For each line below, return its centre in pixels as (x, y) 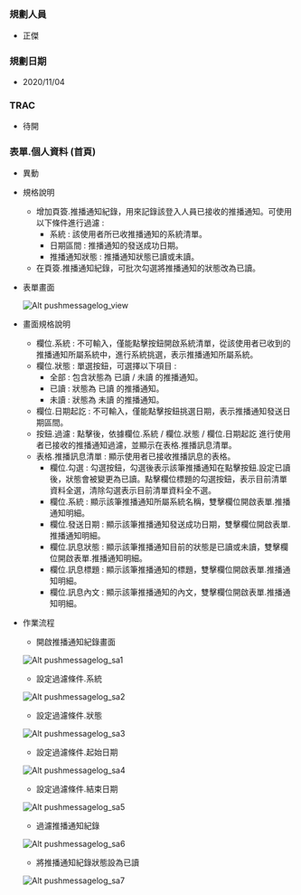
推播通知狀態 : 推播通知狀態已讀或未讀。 (124, 257)
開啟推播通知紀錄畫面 (75, 642)
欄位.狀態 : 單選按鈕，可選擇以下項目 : (106, 366)
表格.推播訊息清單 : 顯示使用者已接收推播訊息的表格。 (136, 457)
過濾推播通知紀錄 (68, 826)
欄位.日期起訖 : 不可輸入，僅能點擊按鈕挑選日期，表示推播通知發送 (159, 411)
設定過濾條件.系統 (69, 679)
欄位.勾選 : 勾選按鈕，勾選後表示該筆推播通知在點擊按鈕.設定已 (166, 468)
